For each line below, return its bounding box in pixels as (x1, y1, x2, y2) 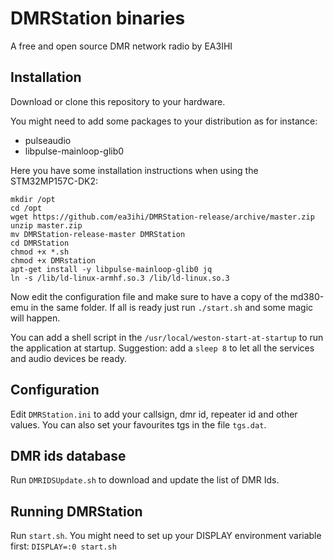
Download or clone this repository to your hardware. (10, 95, 226, 107)
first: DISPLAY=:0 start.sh (10, 540, 117, 552)
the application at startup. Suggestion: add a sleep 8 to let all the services (10, 342, 315, 354)
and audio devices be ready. (10, 352, 128, 364)
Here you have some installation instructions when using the (10, 164, 259, 176)
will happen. (10, 312, 61, 324)
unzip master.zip (10, 220, 83, 231)
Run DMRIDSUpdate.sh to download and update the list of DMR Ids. (10, 474, 280, 486)
